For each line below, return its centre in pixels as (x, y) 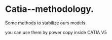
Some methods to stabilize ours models (45, 23)
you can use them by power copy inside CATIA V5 (56, 32)
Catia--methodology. (49, 9)
